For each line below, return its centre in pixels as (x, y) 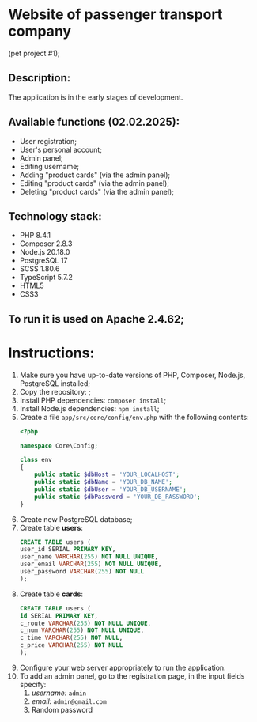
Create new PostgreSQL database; (76, 519)
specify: (33, 684)
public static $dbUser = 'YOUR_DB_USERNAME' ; (111, 489)
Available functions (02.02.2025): (94, 122)
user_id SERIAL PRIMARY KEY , (68, 550)
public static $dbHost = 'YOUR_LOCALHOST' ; (107, 475)
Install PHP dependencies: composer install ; (93, 400)
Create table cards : (51, 594)
